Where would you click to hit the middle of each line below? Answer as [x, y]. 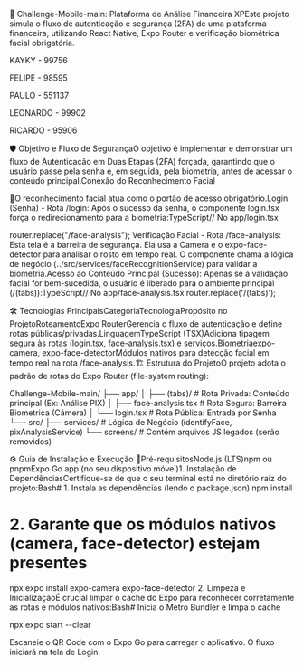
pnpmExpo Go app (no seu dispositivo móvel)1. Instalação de [123, 469]
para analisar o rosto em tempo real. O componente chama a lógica [168, 254]
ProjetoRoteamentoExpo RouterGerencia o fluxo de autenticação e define [146, 324]
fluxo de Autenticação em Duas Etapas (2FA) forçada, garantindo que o [142, 162]
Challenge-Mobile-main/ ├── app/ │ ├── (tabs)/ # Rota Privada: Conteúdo [150, 393]
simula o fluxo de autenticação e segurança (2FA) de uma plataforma [138, 24]
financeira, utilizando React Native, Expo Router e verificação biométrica [144, 33]
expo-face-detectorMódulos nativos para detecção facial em [156, 352]
